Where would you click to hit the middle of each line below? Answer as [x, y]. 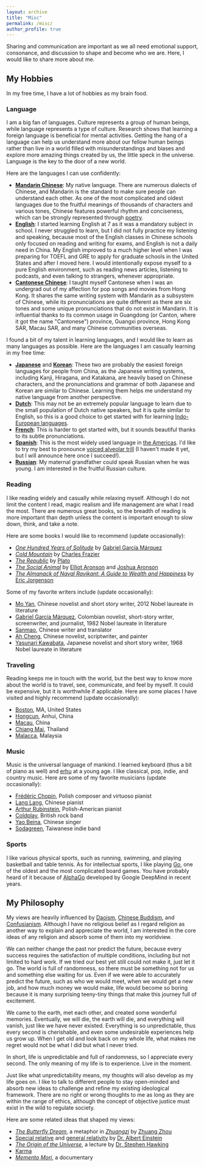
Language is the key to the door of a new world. [66, 161]
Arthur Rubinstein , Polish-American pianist [68, 809]
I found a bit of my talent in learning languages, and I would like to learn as [100, 340]
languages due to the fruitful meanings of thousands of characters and [104, 205]
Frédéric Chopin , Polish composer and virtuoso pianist [83, 796]
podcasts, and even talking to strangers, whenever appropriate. [95, 276]
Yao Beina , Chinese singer [48, 822]
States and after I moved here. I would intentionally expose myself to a [103, 263]
